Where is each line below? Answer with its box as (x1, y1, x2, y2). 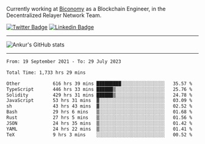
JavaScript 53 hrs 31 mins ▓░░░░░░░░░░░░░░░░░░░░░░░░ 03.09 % (6, 98, 192, 104)
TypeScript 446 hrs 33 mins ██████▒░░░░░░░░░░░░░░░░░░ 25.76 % (6, 86, 192, 92)
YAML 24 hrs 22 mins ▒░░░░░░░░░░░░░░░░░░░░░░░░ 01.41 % (6, 126, 192, 132)
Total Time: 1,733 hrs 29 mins (6, 70, 86, 76)
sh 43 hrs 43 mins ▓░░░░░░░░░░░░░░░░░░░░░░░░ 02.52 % (6, 103, 192, 109)
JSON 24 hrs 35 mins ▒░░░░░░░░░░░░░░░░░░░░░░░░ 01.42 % (6, 120, 192, 126)
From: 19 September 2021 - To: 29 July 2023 (6, 59, 121, 65)
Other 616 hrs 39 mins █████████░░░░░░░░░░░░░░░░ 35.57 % (6, 81, 192, 87)
